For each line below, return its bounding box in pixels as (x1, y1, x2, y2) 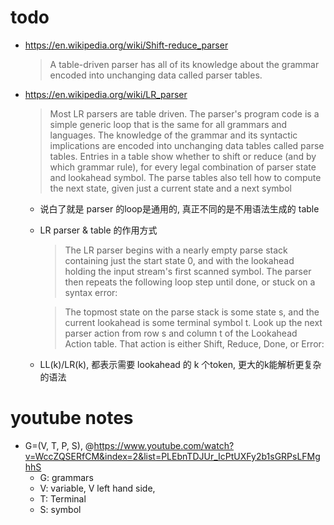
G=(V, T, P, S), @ (24, 439, 95, 451)
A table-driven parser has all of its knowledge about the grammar (49, 58, 320, 70)
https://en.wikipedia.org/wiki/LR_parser (24, 88, 188, 100)
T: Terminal (39, 492, 87, 505)
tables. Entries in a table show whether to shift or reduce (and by (49, 150, 317, 162)
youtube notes (10, 407, 134, 430)
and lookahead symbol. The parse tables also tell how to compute (49, 171, 322, 183)
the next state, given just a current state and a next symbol (49, 182, 292, 194)
